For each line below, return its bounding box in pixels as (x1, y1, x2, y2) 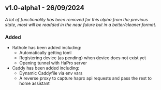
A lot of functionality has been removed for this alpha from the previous (5, 16, 148, 22)
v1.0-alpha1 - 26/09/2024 (5, 4, 85, 12)
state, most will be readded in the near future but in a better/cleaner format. (5, 22, 157, 27)
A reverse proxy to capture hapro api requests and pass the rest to (19, 76, 152, 81)
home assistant (19, 80, 50, 86)
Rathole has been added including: (12, 45, 81, 51)
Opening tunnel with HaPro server (19, 60, 87, 66)
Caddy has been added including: (12, 65, 80, 71)
